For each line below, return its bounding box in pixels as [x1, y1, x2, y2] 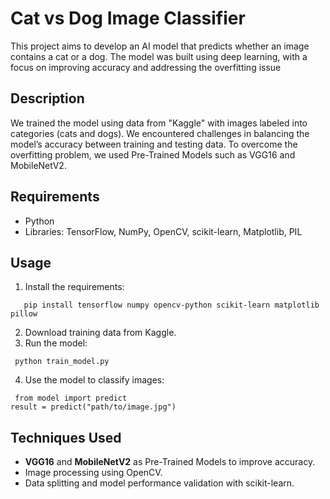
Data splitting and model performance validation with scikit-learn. [24, 477, 295, 489]
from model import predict [14, 393, 128, 404]
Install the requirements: [24, 281, 125, 293]
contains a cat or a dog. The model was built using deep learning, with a [10, 50, 308, 62]
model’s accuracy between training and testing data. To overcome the [10, 138, 298, 150]
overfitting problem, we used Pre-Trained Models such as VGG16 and [10, 148, 296, 161]
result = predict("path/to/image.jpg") [10, 402, 177, 412]
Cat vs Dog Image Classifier [10, 7, 246, 30]
